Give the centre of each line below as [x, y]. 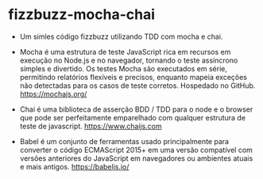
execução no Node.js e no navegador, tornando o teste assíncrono [129, 60]
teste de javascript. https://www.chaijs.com [91, 126]
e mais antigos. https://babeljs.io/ [74, 166]
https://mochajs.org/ [53, 93]
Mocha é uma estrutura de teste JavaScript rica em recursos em [125, 51]
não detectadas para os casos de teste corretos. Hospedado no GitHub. [137, 86]
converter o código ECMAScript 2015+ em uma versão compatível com [136, 150]
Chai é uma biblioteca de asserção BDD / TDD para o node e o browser [136, 109]
